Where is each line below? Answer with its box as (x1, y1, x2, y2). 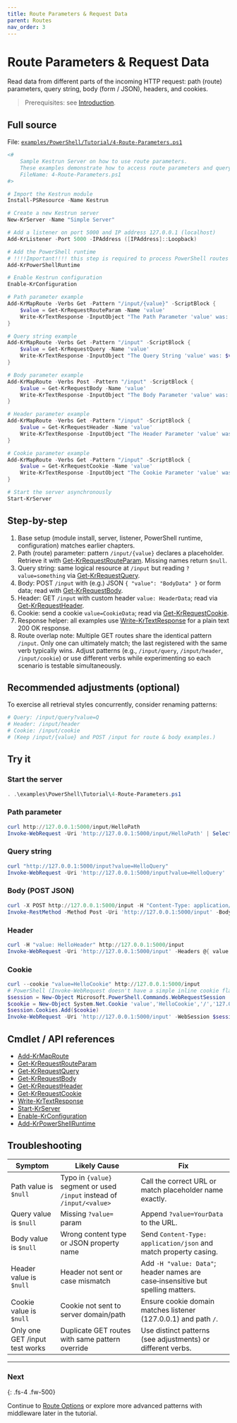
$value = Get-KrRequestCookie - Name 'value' (20, 463, 153, 470)
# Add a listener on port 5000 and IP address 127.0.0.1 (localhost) (7, 229, 217, 236)
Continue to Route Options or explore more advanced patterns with (7, 1402, 202, 1410)
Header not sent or (60, 1267, 123, 1277)
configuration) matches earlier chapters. (17, 541, 135, 550)
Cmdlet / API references (7, 1033, 115, 1045)
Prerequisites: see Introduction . (24, 98, 116, 107)
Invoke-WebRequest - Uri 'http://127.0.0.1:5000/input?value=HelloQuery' (7, 869, 226, 876)
